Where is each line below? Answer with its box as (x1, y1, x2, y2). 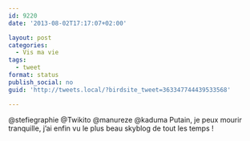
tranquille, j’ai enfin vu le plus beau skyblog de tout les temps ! (8, 123, 214, 133)
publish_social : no (8, 78, 74, 87)
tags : (8, 56, 26, 64)
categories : (8, 41, 48, 49)
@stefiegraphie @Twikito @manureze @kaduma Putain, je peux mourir (8, 115, 242, 124)
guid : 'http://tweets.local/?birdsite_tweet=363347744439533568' (8, 86, 231, 94)
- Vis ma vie (15, 49, 59, 57)
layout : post (8, 34, 52, 42)
